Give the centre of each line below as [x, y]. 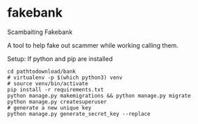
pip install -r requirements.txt [56, 89]
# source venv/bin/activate [48, 83]
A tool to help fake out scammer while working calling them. [93, 45]
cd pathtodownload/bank [42, 71]
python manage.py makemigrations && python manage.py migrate [99, 96]
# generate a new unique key [49, 108]
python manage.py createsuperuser [57, 102]
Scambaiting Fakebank [40, 32]
